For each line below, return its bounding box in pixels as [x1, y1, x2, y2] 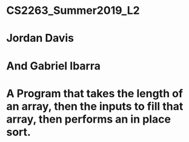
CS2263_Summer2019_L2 [6, 4, 141, 18]
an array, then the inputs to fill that [6, 99, 184, 113]
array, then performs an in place [6, 112, 171, 126]
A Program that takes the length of [6, 86, 184, 100]
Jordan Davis [6, 31, 75, 45]
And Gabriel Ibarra [6, 59, 101, 73]
